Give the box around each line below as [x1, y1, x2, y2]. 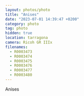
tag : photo [5, 26, 28, 31]
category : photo [5, 21, 39, 26]
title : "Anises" [5, 12, 39, 17]
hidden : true [5, 30, 32, 35]
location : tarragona [5, 35, 48, 40]
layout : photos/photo [5, 7, 50, 12]
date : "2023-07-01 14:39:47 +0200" [5, 16, 79, 21]
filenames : [5, 44, 28, 49]
